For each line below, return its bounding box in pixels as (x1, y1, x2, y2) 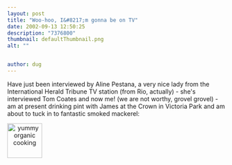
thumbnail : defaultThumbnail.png (7, 36, 104, 43)
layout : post (7, 10, 45, 17)
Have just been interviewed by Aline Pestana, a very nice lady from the (7, 80, 210, 88)
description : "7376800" (7, 29, 76, 37)
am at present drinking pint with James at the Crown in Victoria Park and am (7, 102, 226, 110)
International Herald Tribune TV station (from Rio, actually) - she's (7, 87, 196, 96)
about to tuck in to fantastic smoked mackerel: (7, 109, 140, 118)
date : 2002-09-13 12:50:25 (7, 23, 85, 30)
